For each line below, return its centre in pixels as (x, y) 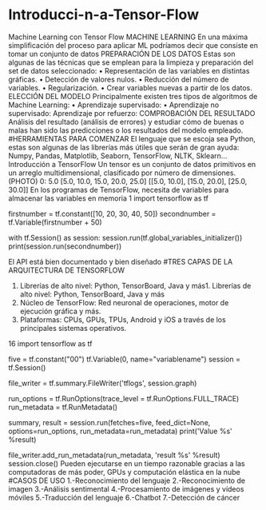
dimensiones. (214, 173)
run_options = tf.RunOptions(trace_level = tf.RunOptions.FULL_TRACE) (124, 398)
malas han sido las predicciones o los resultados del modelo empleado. (126, 130)
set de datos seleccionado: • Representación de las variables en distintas (129, 70)
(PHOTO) (23, 181)
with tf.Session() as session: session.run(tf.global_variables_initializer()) (125, 237)
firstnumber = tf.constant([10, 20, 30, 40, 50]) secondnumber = (112, 213)
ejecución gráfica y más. (60, 311)
